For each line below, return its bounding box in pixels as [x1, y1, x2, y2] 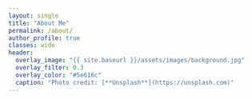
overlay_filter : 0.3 [15, 64, 84, 72]
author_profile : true [8, 34, 81, 42]
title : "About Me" [8, 19, 70, 27]
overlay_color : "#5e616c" [15, 71, 102, 79]
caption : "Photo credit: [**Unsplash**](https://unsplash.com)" [15, 78, 234, 86]
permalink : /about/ [8, 26, 74, 34]
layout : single [8, 11, 59, 20]
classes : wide [8, 42, 56, 49]
